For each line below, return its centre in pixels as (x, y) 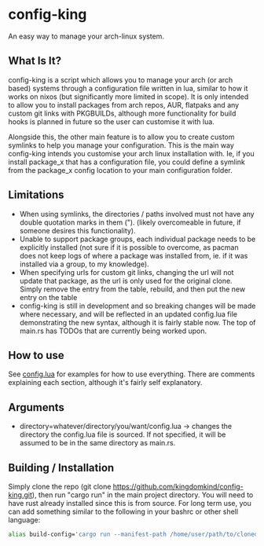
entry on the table (48, 297)
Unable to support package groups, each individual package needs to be (137, 239)
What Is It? (35, 61)
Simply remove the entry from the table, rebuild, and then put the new (132, 289)
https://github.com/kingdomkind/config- (178, 486)
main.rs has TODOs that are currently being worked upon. (113, 331)
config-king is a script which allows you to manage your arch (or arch (121, 79)
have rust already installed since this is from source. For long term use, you (130, 503)
